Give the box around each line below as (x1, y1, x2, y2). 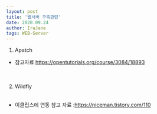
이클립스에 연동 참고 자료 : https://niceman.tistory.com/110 (14, 101, 151, 109)
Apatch (14, 46, 32, 53)
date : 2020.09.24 (6, 19, 49, 25)
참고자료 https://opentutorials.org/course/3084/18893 (14, 59, 145, 66)
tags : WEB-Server (6, 31, 49, 36)
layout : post (6, 8, 38, 15)
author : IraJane (6, 25, 46, 31)
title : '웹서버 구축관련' (6, 14, 61, 20)
